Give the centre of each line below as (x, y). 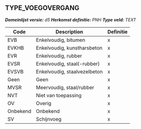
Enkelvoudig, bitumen (61, 40)
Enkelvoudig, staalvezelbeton (69, 72)
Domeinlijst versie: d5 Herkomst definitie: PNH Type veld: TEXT (70, 19)
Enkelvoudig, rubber (59, 55)
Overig (44, 103)
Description (70, 32)
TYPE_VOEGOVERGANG (42, 8)
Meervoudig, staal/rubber (65, 87)
